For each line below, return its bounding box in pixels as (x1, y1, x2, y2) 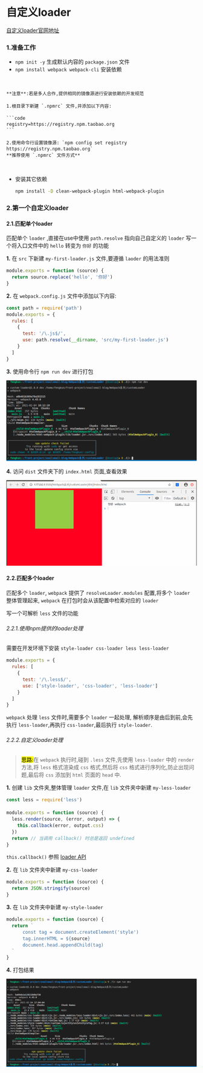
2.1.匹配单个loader (6, 220, 53, 227)
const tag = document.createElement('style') (22, 929, 139, 935)
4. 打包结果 (6, 966, 34, 974)
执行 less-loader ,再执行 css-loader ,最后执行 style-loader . (6, 721, 153, 729)
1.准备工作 (6, 43, 36, 51)
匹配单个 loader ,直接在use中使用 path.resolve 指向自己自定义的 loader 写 (6, 234, 192, 242)
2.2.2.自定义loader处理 (6, 736, 63, 743)
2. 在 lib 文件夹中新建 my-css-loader (6, 866, 98, 873)
